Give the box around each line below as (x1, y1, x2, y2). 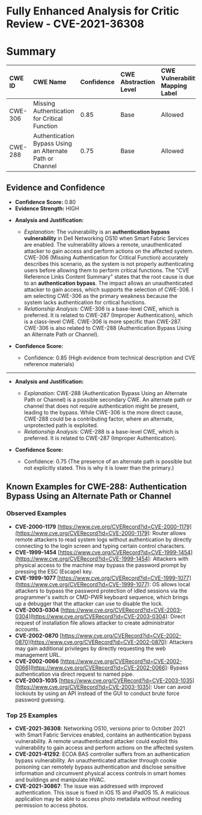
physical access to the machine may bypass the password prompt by (14, 561, 187, 568)
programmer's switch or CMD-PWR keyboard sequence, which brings (14, 593, 189, 601)
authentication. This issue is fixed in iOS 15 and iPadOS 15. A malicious (14, 788, 189, 796)
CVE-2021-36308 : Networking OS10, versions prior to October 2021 (14, 725, 185, 732)
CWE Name (32, 78, 67, 86)
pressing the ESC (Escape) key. (14, 568, 93, 575)
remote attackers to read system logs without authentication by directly (14, 536, 192, 543)
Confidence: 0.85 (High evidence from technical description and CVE (23, 354, 195, 361)
